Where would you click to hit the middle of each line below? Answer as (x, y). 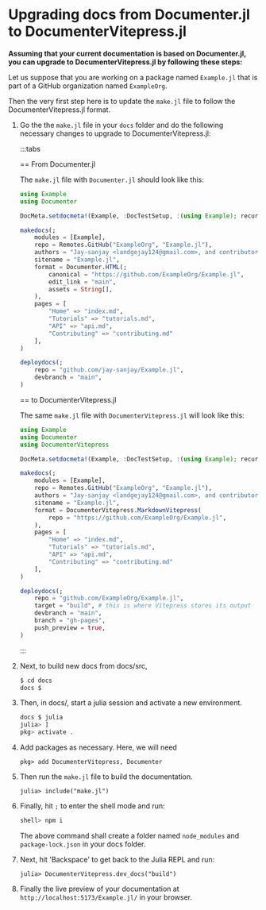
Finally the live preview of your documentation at (100, 889)
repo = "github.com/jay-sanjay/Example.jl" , (109, 370)
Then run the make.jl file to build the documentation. (106, 777)
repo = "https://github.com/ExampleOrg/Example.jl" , (138, 518)
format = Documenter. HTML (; (81, 267)
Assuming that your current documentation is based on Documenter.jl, (127, 53)
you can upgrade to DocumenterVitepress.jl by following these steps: (125, 62)
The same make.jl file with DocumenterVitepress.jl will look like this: (132, 415)
